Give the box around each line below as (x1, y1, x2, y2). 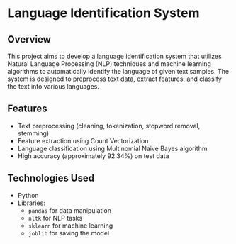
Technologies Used (7, 172, 94, 184)
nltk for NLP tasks (28, 213, 83, 222)
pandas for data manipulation (28, 206, 112, 214)
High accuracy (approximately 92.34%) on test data (17, 151, 169, 160)
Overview (7, 33, 52, 45)
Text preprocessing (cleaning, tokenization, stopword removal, (17, 121, 201, 130)
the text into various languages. (7, 82, 99, 90)
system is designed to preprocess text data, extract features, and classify (7, 74, 222, 83)
